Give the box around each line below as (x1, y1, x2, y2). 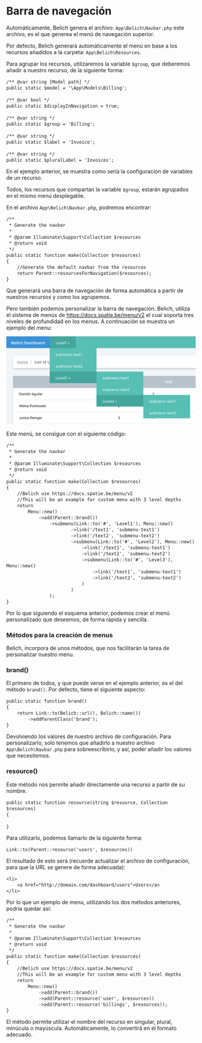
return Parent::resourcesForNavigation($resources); (17, 270, 152, 276)
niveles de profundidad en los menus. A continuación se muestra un (6, 318, 175, 325)
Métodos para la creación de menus (6, 630, 113, 639)
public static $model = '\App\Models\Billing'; (6, 85, 128, 91)
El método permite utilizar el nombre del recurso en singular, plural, (6, 1018, 173, 1025)
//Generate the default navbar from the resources (17, 264, 147, 270)
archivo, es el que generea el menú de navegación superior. (6, 30, 155, 37)
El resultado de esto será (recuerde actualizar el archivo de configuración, (6, 857, 190, 864)
